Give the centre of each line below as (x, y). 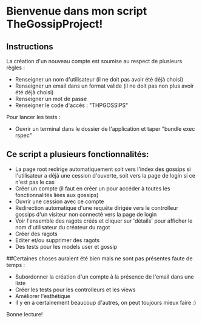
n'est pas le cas (35, 182)
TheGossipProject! (55, 24)
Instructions (30, 47)
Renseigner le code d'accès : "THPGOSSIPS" (72, 105)
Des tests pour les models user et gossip (66, 246)
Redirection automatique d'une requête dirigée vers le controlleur (97, 207)
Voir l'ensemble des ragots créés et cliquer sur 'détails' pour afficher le (104, 221)
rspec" (23, 135)
